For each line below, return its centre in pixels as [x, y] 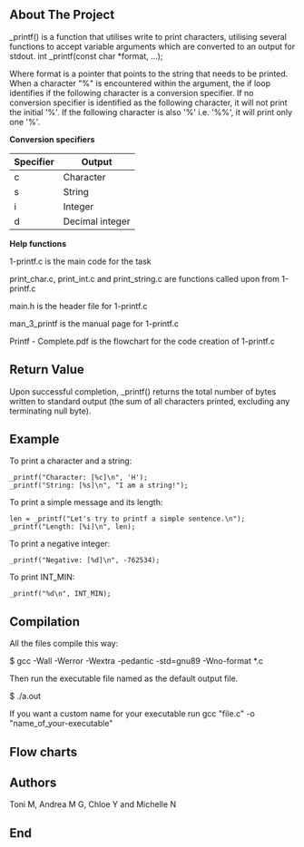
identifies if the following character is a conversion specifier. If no [132, 92]
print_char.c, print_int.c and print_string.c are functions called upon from [144, 278]
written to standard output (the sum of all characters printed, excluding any [150, 401]
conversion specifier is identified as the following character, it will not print [148, 102]
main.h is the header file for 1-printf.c [78, 306]
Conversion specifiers [52, 139]
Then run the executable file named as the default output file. [124, 678]
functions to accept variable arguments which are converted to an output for [152, 46]
